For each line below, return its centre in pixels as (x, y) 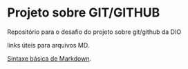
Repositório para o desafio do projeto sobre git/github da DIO (94, 32)
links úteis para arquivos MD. (48, 45)
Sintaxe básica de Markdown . (49, 58)
